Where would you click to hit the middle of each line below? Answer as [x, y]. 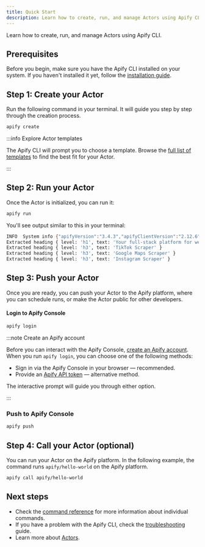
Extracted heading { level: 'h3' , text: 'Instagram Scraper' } [88, 259]
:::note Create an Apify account [46, 338]
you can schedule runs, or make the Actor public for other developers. [95, 299]
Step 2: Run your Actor [50, 188]
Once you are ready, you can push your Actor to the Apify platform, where [99, 293]
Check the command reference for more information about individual [102, 511]
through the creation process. [44, 116]
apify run [19, 213]
